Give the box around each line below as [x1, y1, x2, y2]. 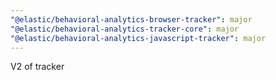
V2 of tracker [10, 61, 65, 73]
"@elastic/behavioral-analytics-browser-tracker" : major [10, 14, 253, 25]
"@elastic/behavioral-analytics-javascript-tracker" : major [10, 33, 267, 43]
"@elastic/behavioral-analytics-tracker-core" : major [10, 24, 240, 34]
